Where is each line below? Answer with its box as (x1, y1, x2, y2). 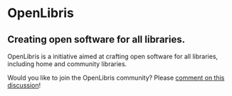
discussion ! (7, 81, 41, 90)
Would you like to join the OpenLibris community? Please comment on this (7, 73, 225, 82)
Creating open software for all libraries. (7, 33, 186, 46)
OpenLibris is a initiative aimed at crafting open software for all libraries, (7, 52, 218, 60)
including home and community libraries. (7, 60, 127, 68)
